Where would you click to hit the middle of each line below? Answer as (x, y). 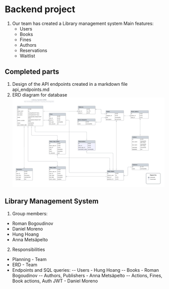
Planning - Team (29, 259)
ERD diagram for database (40, 94)
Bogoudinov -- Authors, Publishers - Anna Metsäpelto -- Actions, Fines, (87, 275)
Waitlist (27, 56)
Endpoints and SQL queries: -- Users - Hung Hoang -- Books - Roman (86, 270)
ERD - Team (25, 265)
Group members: (30, 213)
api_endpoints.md (31, 89)
